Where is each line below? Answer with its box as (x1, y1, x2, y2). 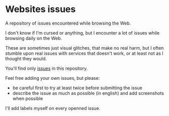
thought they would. (5, 55, 47, 61)
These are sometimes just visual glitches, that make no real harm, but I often (5, 45, 164, 51)
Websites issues (5, 4, 76, 15)
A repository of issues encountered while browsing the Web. (5, 20, 131, 26)
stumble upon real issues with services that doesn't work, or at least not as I (5, 50, 163, 56)
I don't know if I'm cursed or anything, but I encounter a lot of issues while (5, 30, 160, 36)
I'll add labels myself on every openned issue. (5, 105, 100, 111)
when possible (12, 95, 43, 101)
